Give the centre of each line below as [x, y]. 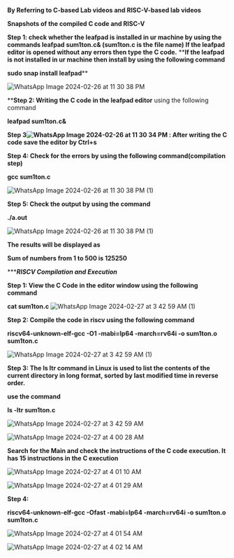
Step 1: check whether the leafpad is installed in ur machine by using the [115, 37]
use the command [34, 396]
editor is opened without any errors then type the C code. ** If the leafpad [116, 52]
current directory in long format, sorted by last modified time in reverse [113, 375]
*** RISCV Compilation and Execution [62, 272]
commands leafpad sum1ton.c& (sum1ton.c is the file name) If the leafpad [116, 44]
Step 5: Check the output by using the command [79, 204]
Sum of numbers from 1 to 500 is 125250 [67, 258]
